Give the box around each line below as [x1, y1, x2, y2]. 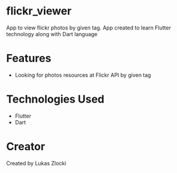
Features [6, 52, 52, 65]
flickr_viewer [6, 4, 72, 18]
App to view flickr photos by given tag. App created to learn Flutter [6, 24, 171, 31]
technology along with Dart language [6, 30, 98, 37]
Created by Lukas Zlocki [6, 159, 67, 166]
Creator [6, 140, 46, 153]
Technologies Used [6, 93, 105, 106]
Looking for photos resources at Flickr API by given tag [14, 71, 151, 79]
